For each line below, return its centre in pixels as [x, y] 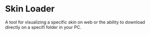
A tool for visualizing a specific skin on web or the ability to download [75, 22]
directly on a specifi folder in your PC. [43, 27]
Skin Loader [30, 9]
